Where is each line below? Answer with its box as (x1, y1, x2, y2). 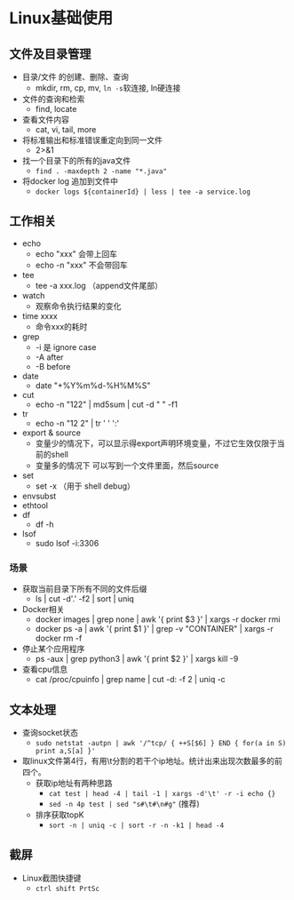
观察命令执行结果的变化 (35, 300, 122, 311)
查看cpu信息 (21, 664, 68, 675)
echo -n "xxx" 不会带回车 (35, 259, 128, 270)
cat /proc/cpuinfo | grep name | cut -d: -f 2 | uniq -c (35, 674, 226, 685)
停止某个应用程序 (21, 643, 85, 654)
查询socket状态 (21, 727, 78, 737)
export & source (21, 427, 82, 438)
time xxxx (21, 310, 58, 321)
